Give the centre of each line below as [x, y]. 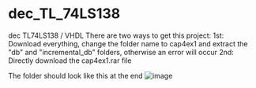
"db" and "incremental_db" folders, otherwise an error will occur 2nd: [121, 52]
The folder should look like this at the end [76, 75]
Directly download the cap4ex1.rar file [70, 60]
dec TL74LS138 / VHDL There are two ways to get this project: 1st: [116, 35]
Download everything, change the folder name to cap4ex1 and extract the [128, 43]
